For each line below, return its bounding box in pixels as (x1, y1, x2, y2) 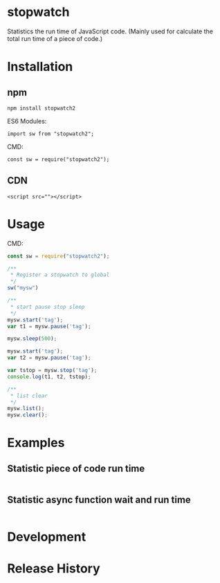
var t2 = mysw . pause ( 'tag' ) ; (7, 355, 91, 362)
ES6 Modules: (7, 117, 47, 125)
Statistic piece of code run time (7, 462, 145, 474)
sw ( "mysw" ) (7, 285, 39, 291)
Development (7, 529, 86, 545)
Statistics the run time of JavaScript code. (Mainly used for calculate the (7, 27, 213, 35)
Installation (7, 59, 73, 75)
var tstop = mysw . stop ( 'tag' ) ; (7, 367, 98, 374)
